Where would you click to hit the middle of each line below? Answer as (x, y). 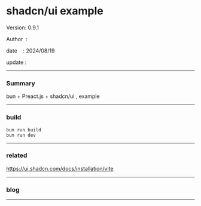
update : (16, 62)
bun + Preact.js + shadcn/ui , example (53, 96)
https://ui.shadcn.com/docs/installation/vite (60, 168)
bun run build (24, 130)
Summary (21, 83)
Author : (17, 39)
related (17, 155)
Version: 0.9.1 (23, 27)
